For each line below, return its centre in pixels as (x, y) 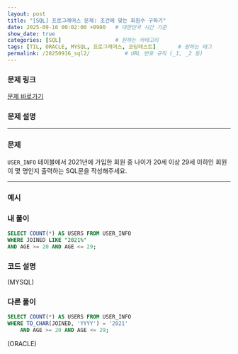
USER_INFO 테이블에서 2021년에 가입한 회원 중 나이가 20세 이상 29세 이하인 (111, 162)
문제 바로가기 (25, 96)
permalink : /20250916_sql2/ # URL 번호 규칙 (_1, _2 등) (105, 54)
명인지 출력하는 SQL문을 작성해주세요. (75, 170)
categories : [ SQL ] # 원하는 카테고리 (83, 40)
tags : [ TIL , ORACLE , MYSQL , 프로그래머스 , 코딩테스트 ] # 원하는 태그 (110, 47)
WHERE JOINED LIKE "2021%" (47, 240)
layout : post (27, 14)
